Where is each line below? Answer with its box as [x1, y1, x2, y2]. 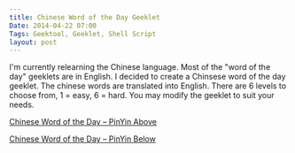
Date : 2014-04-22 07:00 [9, 21, 97, 30]
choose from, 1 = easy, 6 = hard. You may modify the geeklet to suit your [9, 90, 275, 101]
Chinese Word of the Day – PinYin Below [9, 134, 157, 144]
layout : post [9, 37, 58, 47]
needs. [9, 99, 35, 111]
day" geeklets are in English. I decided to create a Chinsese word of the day [9, 72, 286, 82]
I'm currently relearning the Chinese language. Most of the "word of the [9, 62, 271, 73]
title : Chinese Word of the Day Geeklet [9, 12, 161, 22]
